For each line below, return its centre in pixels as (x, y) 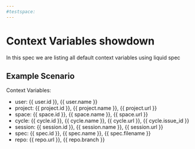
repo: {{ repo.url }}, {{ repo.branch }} (60, 140)
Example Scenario (40, 76)
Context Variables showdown (81, 41)
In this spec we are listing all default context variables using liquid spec (93, 58)
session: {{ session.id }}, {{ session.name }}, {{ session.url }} (89, 127)
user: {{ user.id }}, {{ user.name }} (56, 102)
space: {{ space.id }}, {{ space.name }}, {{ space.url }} (81, 115)
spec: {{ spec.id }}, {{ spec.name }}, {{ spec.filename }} (83, 134)
